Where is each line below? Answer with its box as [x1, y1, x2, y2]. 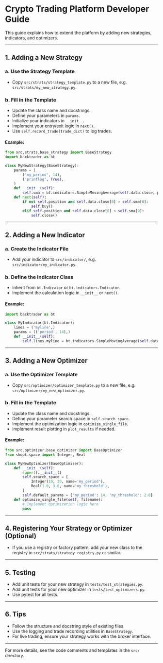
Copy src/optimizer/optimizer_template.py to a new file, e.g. [12, 382, 136, 388]
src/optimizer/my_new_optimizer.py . [12, 387, 86, 393]
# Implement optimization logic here [22, 501, 98, 507]
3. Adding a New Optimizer [5, 357, 88, 365]
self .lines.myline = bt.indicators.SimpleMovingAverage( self [22, 338, 149, 343]
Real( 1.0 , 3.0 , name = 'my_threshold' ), [31, 484, 110, 489]
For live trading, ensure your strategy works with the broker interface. [12, 633, 151, 639]
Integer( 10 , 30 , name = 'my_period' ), [31, 479, 105, 484]
